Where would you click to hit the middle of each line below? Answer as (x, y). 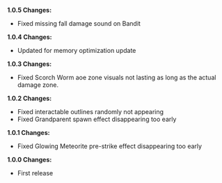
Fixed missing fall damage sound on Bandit (79, 23)
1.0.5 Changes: (30, 10)
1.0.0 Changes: (30, 160)
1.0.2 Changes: (30, 98)
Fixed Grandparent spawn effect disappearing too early (97, 119)
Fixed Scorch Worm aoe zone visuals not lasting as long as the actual (117, 77)
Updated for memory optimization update (77, 50)
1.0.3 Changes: (30, 64)
